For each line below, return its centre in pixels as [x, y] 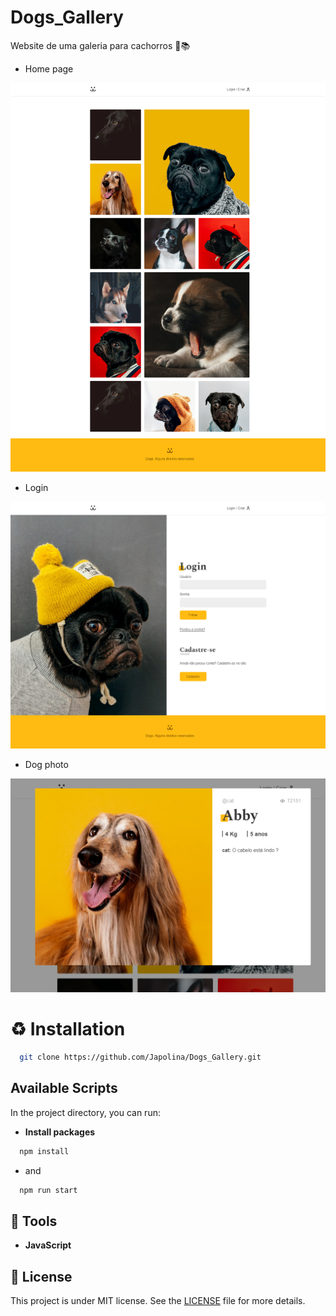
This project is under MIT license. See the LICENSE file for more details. [158, 1301]
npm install [44, 1151]
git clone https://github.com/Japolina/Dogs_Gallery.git [140, 1057]
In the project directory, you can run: [85, 1112]
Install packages [60, 1132]
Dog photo [46, 764]
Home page [49, 68]
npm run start [48, 1190]
